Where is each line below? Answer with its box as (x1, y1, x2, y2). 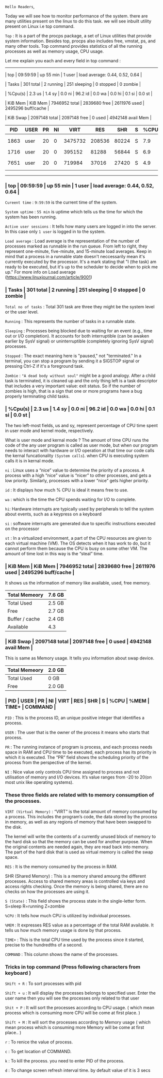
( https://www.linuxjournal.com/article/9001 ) (5, 274, 92, 280)
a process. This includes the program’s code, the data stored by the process (5, 814, 158, 820)
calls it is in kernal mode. (5, 457, 55, 464)
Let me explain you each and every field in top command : (5, 58, 121, 63)
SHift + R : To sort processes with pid (5, 981, 81, 986)
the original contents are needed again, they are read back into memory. (5, 844, 149, 850)
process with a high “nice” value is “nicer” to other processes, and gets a (5, 472, 151, 478)
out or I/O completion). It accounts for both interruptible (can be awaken (5, 333, 149, 339)
